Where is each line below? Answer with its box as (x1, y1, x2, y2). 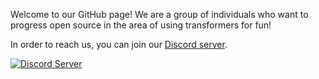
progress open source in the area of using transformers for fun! (10, 19, 272, 31)
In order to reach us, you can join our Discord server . (10, 39, 228, 50)
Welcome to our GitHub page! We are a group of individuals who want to (10, 9, 309, 20)
